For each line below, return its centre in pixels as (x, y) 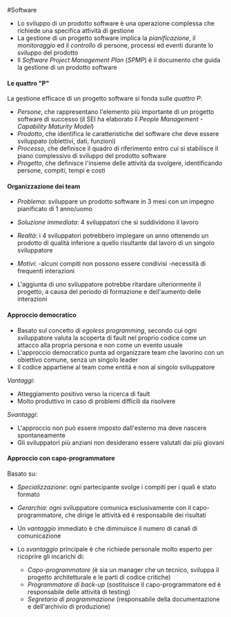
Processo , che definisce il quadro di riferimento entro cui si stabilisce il (118, 148)
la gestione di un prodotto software (67, 67)
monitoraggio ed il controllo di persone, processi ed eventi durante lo (115, 45)
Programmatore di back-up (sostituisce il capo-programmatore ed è (124, 584)
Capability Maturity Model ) (56, 126)
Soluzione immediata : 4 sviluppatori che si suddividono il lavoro (108, 222)
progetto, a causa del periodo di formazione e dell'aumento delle (109, 292)
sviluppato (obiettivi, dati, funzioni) (66, 141)
